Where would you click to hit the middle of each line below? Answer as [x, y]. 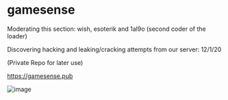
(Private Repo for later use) [45, 62]
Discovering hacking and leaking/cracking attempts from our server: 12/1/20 [114, 49]
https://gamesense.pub [40, 76]
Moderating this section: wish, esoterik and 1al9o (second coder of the [107, 29]
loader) [17, 36]
